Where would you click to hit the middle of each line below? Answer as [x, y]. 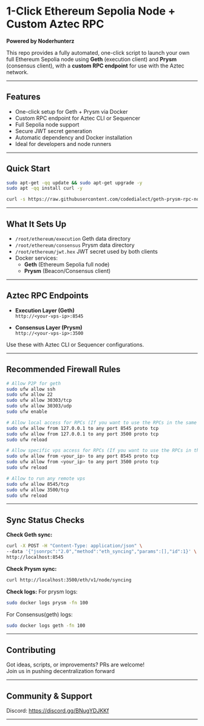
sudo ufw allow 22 [29, 395]
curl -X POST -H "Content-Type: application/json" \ [74, 546]
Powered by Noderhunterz [40, 41]
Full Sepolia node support [47, 124]
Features [23, 97]
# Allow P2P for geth [34, 383]
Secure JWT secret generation [53, 131]
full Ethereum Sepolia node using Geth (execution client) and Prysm [92, 59]
